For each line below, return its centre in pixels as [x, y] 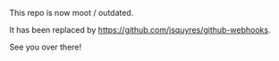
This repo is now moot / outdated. [72, 13]
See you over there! [46, 47]
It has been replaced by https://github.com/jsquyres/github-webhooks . [140, 30]
